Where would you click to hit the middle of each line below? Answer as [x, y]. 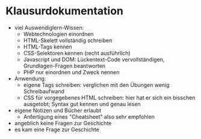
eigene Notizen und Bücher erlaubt [58, 110]
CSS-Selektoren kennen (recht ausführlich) [77, 53]
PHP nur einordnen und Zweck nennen [71, 72]
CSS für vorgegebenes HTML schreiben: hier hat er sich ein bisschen [109, 98]
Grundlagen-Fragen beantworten [64, 66]
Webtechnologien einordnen [58, 34]
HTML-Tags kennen [48, 47]
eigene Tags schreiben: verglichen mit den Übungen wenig [96, 84]
